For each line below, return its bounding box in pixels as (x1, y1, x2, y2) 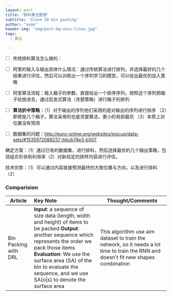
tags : (5, 31, 17, 36)
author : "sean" (5, 22, 38, 27)
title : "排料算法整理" (5, 12, 49, 17)
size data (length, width (34, 212, 91, 219)
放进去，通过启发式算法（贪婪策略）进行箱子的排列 (21, 96, 130, 102)
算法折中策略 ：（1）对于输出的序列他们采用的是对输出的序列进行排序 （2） (12, 107, 167, 113)
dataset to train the (100, 235, 146, 242)
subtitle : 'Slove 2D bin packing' (5, 17, 79, 22)
